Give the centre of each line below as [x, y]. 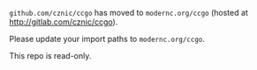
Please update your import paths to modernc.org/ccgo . [107, 39]
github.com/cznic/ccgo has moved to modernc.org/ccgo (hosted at [129, 13]
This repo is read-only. [50, 56]
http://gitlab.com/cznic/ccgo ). [64, 22]
